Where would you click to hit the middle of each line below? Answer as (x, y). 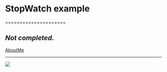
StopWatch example (47, 9)
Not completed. (30, 38)
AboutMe (15, 50)
